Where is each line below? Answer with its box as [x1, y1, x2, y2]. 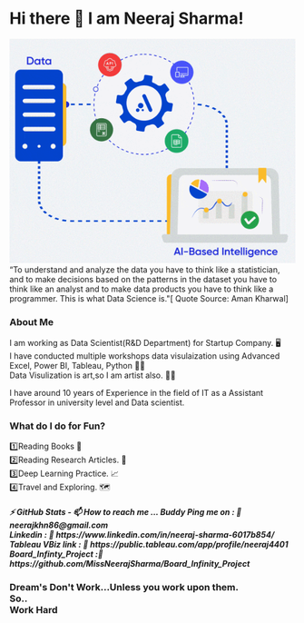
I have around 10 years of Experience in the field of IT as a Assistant [9, 387, 264, 398]
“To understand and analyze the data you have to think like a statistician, [9, 264, 280, 275]
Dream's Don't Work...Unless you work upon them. [9, 581, 239, 593]
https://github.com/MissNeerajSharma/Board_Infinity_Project [9, 558, 250, 569]
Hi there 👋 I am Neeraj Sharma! [9, 8, 244, 29]
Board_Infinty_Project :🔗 [9, 549, 103, 559]
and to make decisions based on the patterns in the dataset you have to [9, 274, 278, 285]
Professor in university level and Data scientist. [9, 397, 185, 408]
